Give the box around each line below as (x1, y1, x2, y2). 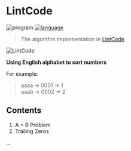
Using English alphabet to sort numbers (6, 58, 107, 66)
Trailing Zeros (14, 127, 49, 135)
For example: (6, 70, 39, 77)
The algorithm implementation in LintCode (20, 35, 124, 42)
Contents (6, 106, 42, 116)
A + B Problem (14, 121, 51, 128)
